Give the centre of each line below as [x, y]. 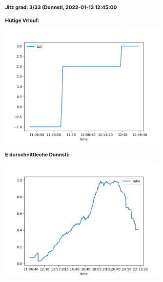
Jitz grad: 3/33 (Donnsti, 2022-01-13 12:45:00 [61, 7]
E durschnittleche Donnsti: [37, 155]
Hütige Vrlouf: [22, 20]
